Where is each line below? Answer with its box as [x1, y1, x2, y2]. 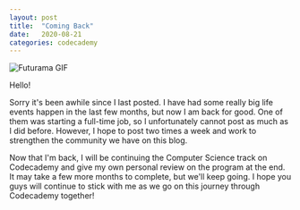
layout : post [9, 13, 58, 22]
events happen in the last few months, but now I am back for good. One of [9, 106, 284, 117]
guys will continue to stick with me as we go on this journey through [9, 181, 261, 192]
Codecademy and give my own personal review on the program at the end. [9, 162, 286, 172]
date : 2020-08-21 [9, 29, 82, 38]
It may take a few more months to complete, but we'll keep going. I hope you [9, 172, 292, 182]
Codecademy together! [9, 190, 95, 201]
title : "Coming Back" [9, 21, 94, 30]
